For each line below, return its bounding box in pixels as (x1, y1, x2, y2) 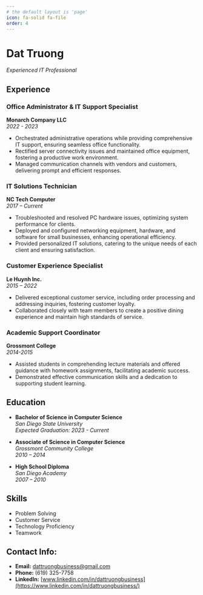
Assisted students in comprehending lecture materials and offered (15, 360, 181, 367)
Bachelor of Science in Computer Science (15, 413, 122, 420)
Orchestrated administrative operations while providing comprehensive (15, 134, 193, 142)
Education (6, 397, 46, 408)
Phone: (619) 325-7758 (15, 569, 74, 577)
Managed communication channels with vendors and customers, (15, 161, 178, 167)
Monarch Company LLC (6, 116, 67, 124)
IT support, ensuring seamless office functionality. (15, 141, 141, 148)
